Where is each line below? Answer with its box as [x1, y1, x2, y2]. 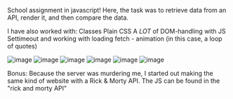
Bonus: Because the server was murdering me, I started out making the [7, 70, 213, 77]
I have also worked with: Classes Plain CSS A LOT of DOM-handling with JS [7, 27, 226, 35]
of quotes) [7, 42, 37, 50]
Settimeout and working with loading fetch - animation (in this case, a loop [7, 34, 222, 43]
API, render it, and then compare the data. [7, 13, 128, 22]
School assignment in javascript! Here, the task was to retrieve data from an [7, 6, 227, 14]
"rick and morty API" [7, 84, 67, 92]
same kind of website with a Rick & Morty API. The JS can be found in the [7, 77, 220, 85]
